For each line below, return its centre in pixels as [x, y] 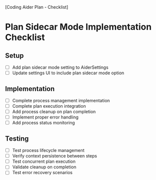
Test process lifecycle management [48, 150]
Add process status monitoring [44, 123]
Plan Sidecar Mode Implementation [78, 27]
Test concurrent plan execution [44, 161]
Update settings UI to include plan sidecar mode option [68, 73]
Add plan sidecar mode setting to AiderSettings [60, 67]
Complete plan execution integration [49, 106]
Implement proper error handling [45, 117]
